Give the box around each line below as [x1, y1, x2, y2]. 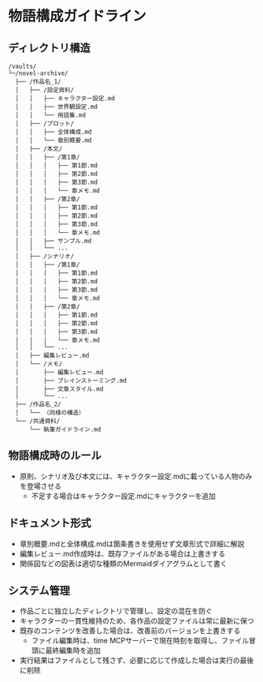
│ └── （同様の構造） [15, 409, 85, 417]
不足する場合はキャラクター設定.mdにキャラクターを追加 [31, 491, 217, 500]
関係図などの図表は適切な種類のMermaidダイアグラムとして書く [19, 558, 228, 568]
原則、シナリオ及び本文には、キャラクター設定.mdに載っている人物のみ [19, 471, 253, 481]
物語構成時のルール [8, 449, 102, 463]
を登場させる [19, 481, 61, 490]
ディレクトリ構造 [8, 41, 91, 54]
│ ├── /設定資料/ [15, 86, 75, 94]
